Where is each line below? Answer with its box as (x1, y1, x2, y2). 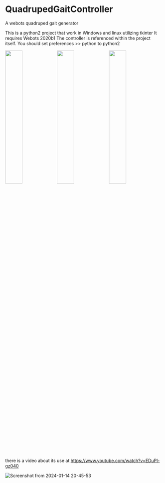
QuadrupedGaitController (5, 4, 113, 15)
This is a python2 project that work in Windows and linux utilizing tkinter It (5, 30, 157, 36)
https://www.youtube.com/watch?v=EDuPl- (70, 457, 160, 463)
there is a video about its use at (5, 457, 70, 463)
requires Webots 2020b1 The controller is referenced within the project (5, 35, 151, 41)
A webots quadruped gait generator (5, 20, 79, 26)
